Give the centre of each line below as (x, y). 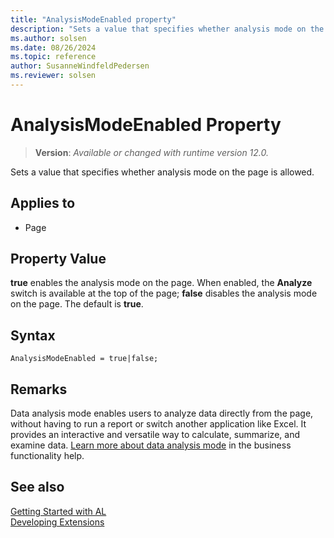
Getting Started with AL (58, 511)
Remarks (39, 389)
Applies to (43, 203)
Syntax (33, 335)
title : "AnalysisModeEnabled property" (93, 19)
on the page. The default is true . (77, 304)
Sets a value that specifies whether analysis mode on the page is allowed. (162, 172)
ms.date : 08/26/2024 (53, 47)
